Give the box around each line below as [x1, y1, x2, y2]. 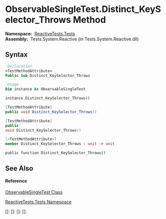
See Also [5, 164, 33, 172]
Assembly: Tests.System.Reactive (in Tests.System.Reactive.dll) [5, 36, 139, 42]
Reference [5, 178, 27, 184]
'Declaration [5, 63, 32, 68]
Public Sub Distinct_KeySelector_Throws [5, 73, 91, 78]
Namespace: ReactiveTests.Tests [5, 30, 75, 36]
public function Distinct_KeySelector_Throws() [5, 150, 106, 155]
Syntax [5, 50, 28, 59]
